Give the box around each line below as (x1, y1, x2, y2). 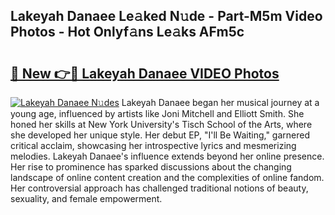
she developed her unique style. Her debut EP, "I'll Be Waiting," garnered (10, 129, 311, 141)
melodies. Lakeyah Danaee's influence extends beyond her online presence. (10, 150, 325, 162)
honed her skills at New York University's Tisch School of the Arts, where (10, 119, 313, 130)
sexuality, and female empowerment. (10, 193, 163, 204)
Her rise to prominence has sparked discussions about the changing (10, 161, 292, 173)
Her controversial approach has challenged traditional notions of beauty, (10, 182, 309, 194)
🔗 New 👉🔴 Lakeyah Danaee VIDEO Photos (10, 65, 280, 82)
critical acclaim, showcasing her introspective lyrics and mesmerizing (10, 140, 297, 151)
